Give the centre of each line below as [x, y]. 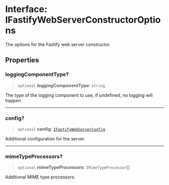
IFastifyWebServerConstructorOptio [83, 20]
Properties [22, 60]
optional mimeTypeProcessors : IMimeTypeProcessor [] [74, 167]
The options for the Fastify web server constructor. [58, 44]
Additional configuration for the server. [45, 138]
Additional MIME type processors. [40, 177]
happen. [14, 100]
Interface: [26, 9]
